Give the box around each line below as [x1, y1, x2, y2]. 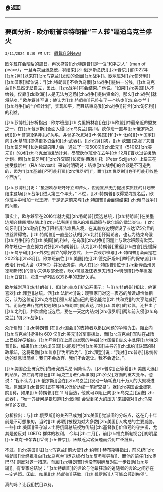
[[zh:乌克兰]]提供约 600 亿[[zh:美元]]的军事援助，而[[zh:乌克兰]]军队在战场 [5, 331, 154, 337]
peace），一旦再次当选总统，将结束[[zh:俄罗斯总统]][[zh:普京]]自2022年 [5, 67, 148, 73]
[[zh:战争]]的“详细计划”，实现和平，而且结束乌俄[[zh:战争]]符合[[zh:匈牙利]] [5, 103, 156, 109]
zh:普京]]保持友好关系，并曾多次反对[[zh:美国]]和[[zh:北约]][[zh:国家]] [15, 132, 155, 138]
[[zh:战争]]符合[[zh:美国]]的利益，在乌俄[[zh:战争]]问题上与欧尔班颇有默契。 [5, 238, 157, 243]
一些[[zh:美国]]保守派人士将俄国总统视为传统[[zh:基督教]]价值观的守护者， [5, 424, 153, 430]
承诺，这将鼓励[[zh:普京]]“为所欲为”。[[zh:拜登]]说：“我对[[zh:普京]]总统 [9, 349, 154, 355]
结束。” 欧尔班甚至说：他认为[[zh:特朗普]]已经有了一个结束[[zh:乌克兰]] [9, 97, 150, 103]
